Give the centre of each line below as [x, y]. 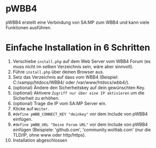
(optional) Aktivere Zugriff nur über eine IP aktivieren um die [78, 93]
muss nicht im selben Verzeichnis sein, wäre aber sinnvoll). [73, 66]
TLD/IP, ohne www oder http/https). [49, 135]
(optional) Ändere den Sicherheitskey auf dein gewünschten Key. [79, 88]
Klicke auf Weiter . [31, 108]
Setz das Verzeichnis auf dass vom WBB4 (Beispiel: [66, 77]
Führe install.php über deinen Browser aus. [58, 72]
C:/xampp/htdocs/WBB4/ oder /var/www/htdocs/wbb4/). [71, 82]
